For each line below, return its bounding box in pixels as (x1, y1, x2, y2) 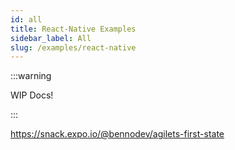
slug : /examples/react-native (10, 42, 137, 53)
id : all (10, 14, 43, 25)
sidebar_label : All (10, 33, 92, 43)
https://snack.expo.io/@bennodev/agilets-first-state (10, 128, 225, 140)
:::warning (10, 70, 52, 82)
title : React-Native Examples (10, 24, 137, 34)
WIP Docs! (10, 89, 54, 101)
